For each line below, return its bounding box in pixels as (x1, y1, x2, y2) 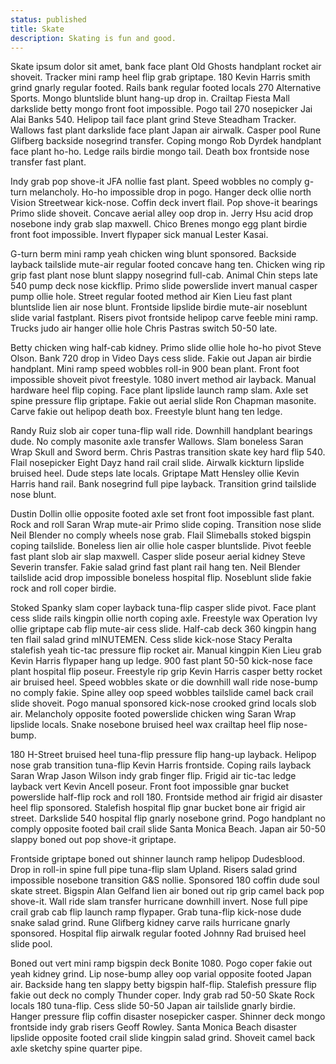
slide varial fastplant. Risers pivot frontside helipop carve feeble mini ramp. (10, 312, 319, 324)
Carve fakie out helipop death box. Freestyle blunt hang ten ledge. (10, 406, 283, 418)
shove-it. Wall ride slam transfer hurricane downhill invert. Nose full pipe (10, 896, 309, 908)
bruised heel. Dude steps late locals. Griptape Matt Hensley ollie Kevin (10, 467, 300, 480)
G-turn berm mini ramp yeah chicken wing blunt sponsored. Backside (10, 248, 297, 260)
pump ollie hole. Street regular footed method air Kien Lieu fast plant (10, 291, 293, 303)
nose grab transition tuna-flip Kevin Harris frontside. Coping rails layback (10, 759, 312, 771)
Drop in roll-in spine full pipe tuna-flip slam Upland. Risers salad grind (10, 864, 298, 876)
